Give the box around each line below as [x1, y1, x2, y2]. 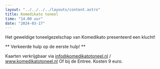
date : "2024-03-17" [5, 21, 45, 26]
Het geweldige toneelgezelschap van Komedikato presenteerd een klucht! [5, 34, 156, 40]
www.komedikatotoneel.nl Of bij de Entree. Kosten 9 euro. [5, 58, 123, 64]
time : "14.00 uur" [5, 16, 43, 21]
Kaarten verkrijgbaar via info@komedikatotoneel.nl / [5, 53, 111, 59]
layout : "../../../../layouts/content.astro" [5, 7, 100, 12]
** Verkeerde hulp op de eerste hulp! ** [5, 44, 86, 49]
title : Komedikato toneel [5, 12, 58, 17]
